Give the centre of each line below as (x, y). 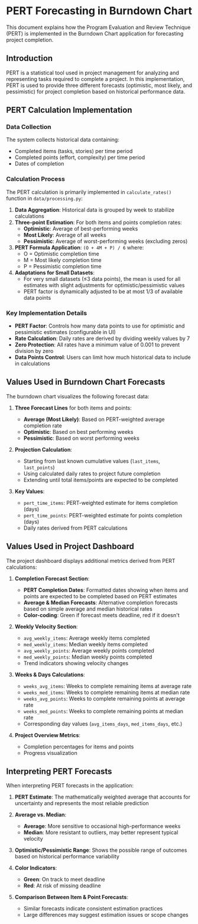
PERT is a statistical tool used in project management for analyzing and (92, 73)
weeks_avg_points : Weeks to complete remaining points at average (104, 698)
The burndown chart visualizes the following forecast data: (78, 396)
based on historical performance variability (67, 857)
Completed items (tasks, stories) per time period (74, 151)
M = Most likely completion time (62, 260)
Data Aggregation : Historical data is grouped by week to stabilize (95, 210)
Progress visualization (51, 753)
